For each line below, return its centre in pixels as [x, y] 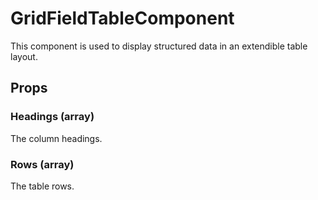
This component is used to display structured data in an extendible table [159, 46]
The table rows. [42, 186]
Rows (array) [42, 164]
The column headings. [56, 138]
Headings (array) [52, 117]
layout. [24, 56]
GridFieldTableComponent [122, 18]
